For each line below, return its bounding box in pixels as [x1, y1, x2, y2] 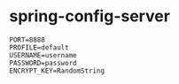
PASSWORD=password [9, 58, 77, 67]
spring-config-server [9, 6, 171, 27]
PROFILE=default [9, 42, 69, 52]
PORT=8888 [9, 35, 46, 44]
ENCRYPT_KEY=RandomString [9, 66, 105, 75]
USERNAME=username [9, 50, 77, 59]
